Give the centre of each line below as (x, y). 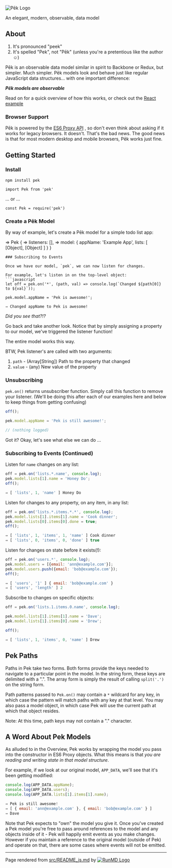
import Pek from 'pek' (29, 189)
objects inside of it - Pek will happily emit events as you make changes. (80, 834)
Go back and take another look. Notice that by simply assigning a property (84, 326)
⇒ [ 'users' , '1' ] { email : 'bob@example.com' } (59, 583)
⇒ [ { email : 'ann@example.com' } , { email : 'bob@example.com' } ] (79, 808)
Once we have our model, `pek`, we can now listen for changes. (75, 266)
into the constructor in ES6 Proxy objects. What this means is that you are (83, 754)
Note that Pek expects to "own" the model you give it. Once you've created (84, 823)
